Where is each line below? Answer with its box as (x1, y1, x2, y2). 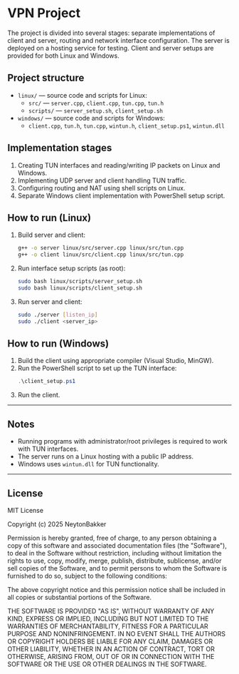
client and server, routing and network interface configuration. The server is (7, 36, 230, 44)
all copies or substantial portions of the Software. (7, 593, 152, 601)
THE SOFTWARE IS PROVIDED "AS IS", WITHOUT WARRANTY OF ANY (7, 606, 215, 615)
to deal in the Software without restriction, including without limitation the (7, 548, 222, 557)
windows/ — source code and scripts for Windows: (17, 113, 165, 122)
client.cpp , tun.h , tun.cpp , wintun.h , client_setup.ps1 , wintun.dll (28, 121, 225, 130)
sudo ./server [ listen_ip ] (17, 311, 98, 318)
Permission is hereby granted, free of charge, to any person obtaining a (7, 533, 217, 542)
